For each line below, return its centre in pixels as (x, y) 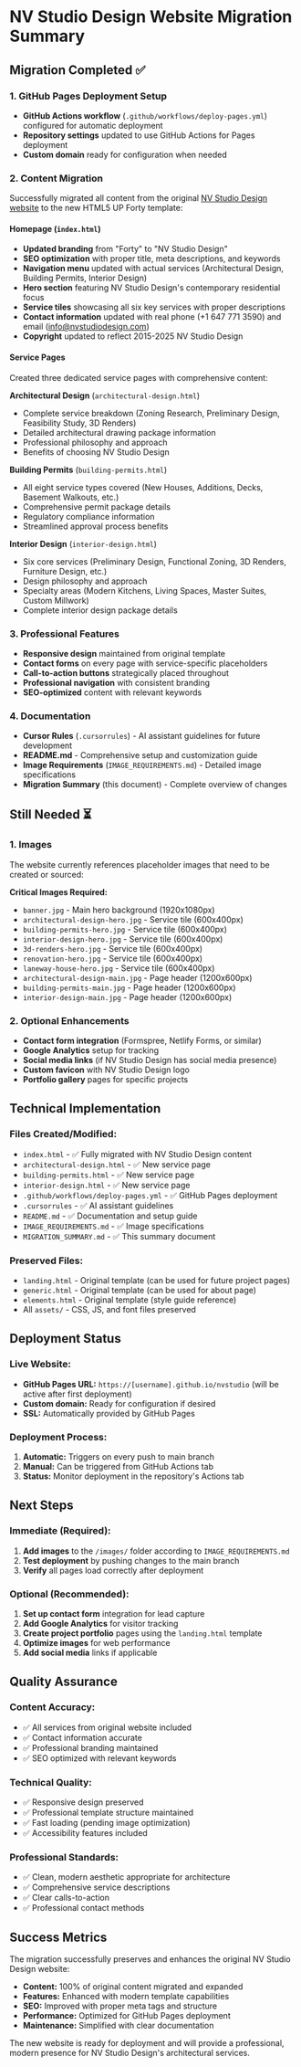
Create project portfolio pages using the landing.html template (142, 1633)
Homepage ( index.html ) (55, 228)
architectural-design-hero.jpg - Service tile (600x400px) (133, 919)
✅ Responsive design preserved (83, 1802)
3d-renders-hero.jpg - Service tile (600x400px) (113, 948)
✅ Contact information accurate (83, 1737)
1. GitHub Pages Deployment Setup (88, 96)
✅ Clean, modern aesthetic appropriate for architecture (126, 1877)
